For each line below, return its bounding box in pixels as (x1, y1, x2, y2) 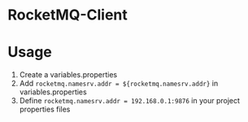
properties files (19, 104, 71, 115)
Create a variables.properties (19, 70, 118, 80)
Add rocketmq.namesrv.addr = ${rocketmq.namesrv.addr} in (19, 79, 219, 89)
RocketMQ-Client (7, 6, 128, 24)
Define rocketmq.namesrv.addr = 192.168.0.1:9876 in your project (19, 96, 241, 106)
